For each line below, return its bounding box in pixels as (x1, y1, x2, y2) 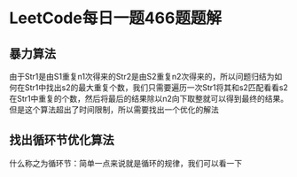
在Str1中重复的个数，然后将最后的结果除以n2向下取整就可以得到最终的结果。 (9, 94, 289, 104)
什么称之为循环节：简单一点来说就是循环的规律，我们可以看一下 (9, 158, 242, 168)
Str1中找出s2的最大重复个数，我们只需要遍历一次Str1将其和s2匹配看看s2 (24, 82, 288, 93)
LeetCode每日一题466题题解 (9, 8, 222, 28)
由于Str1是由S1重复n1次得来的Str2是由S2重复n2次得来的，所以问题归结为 (9, 72, 275, 81)
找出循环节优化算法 (9, 133, 114, 148)
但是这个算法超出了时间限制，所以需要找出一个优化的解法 (9, 104, 219, 115)
